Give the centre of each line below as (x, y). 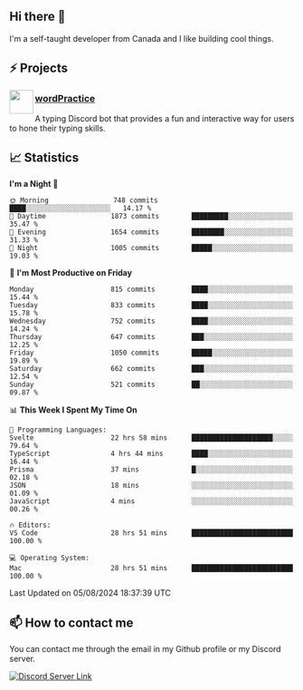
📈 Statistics (44, 157)
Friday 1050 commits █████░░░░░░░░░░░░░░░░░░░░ (151, 353)
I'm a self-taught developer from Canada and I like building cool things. (142, 38)
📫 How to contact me (71, 622)
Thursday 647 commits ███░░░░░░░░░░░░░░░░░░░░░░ (151, 337)
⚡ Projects (39, 68)
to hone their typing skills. (57, 128)
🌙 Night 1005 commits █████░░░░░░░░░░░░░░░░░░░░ (151, 248)
